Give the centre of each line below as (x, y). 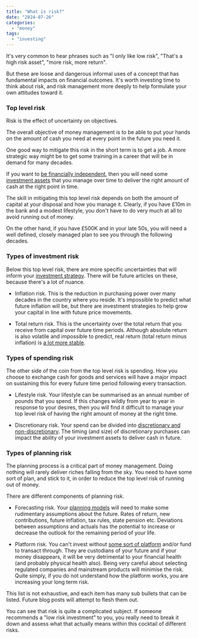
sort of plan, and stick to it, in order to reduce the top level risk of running (95, 478)
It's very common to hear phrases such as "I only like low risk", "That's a (95, 56)
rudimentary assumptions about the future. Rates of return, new (92, 514)
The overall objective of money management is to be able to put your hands (98, 132)
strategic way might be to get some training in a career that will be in (90, 156)
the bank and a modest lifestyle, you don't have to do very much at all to (94, 211)
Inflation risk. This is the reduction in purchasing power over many (95, 293)
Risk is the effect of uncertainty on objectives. (62, 121)
